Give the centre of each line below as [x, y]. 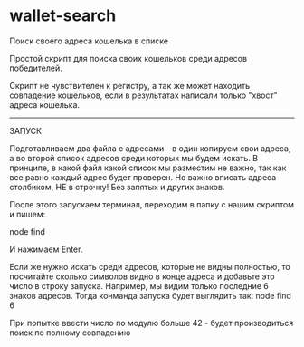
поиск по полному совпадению [70, 333]
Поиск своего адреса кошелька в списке [89, 41]
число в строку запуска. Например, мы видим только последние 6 [139, 285]
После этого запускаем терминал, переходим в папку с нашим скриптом [152, 204]
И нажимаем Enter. [46, 249]
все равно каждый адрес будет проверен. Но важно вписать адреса [143, 177]
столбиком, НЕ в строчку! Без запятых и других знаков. [117, 187]
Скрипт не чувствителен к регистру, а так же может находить [130, 85]
